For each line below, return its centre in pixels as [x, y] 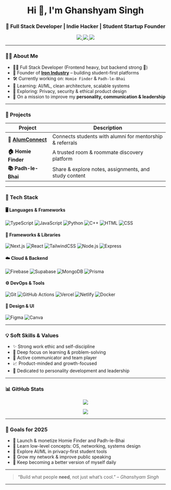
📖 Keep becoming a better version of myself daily [64, 462]
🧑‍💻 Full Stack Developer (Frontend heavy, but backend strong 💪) [80, 67]
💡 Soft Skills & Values [32, 335]
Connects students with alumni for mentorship [107, 136]
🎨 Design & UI [20, 306]
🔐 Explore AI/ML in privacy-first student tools [60, 451]
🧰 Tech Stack [22, 197]
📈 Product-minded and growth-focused [55, 363]
